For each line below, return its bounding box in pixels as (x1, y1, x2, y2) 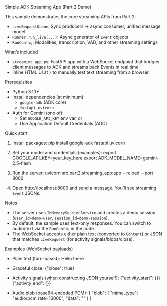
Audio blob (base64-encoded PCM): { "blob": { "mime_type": (12, 290, 138, 296)
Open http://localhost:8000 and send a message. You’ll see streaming (12, 185, 157, 191)
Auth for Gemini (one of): (12, 110, 64, 116)
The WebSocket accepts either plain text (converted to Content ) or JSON (12, 231, 162, 237)
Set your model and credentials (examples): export (12, 150, 117, 155)
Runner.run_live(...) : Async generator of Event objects (12, 34, 129, 40)
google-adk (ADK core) (19, 99, 66, 105)
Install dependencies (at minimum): (12, 94, 85, 100)
